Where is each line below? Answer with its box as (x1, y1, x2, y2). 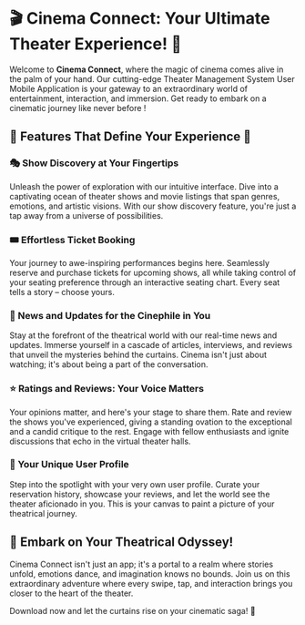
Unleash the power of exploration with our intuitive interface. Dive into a (9, 180, 280, 192)
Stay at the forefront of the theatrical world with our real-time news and (9, 330, 278, 341)
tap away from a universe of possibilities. (9, 210, 164, 220)
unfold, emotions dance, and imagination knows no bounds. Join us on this (9, 568, 290, 579)
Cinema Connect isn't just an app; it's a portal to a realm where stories (9, 558, 274, 569)
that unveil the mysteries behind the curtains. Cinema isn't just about (9, 349, 267, 361)
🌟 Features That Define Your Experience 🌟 (9, 129, 252, 145)
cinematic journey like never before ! (9, 102, 147, 113)
